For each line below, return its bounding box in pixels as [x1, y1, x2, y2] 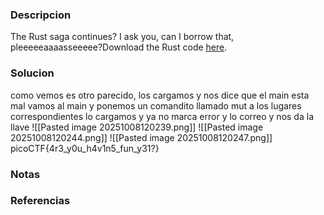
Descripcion [10, 8, 72, 22]
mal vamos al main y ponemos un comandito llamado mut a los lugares [10, 99, 302, 112]
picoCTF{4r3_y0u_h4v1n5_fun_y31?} [10, 142, 160, 154]
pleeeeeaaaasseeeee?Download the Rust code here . [10, 41, 228, 53]
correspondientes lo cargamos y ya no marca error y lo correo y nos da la [10, 110, 314, 122]
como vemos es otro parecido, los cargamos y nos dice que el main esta [10, 89, 310, 101]
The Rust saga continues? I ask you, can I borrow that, [10, 31, 235, 43]
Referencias [10, 194, 71, 208]
